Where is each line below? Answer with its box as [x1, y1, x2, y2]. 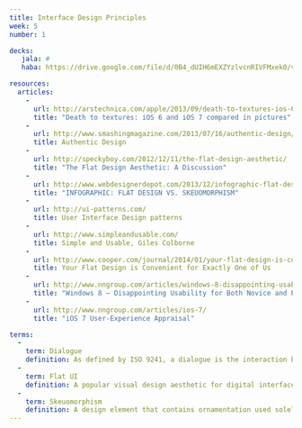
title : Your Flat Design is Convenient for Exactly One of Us [32, 263, 271, 273]
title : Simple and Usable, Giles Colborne [32, 238, 195, 248]
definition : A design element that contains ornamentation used [25, 405, 271, 414]
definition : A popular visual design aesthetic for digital [25, 380, 255, 389]
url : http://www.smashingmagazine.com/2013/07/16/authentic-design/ [32, 130, 296, 139]
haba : [21, 63, 42, 72]
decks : [9, 46, 34, 55]
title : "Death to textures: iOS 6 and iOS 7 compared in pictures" [32, 113, 292, 122]
